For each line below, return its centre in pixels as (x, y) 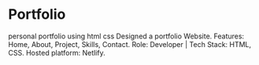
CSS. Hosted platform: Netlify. (57, 52)
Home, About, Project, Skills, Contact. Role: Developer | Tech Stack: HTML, (130, 44)
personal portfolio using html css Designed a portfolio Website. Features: (126, 36)
